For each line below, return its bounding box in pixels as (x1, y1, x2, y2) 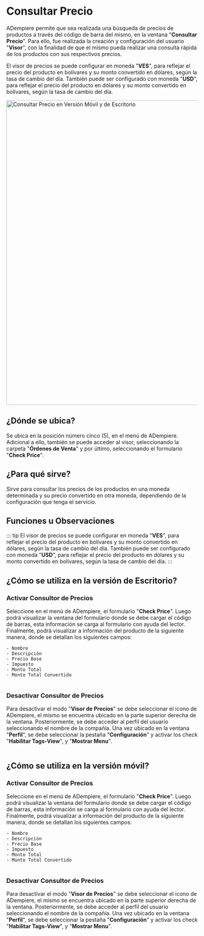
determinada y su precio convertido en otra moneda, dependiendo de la (6, 492, 186, 499)
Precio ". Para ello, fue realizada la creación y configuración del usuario (6, 37, 184, 44)
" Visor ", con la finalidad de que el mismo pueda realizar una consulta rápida (6, 44, 197, 51)
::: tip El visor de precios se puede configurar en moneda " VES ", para (6, 532, 180, 539)
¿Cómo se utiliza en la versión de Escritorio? (6, 575, 177, 586)
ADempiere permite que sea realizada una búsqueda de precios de (6, 24, 174, 32)
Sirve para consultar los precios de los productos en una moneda (6, 485, 170, 492)
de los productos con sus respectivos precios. (6, 50, 122, 57)
